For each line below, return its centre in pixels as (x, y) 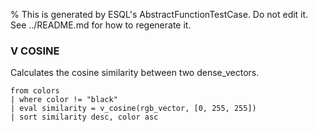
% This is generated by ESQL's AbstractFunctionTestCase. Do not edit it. (159, 14)
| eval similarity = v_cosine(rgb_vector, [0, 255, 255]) (133, 109)
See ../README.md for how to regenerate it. (101, 25)
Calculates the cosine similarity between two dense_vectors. (135, 73)
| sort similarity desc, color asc (84, 117)
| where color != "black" (64, 100)
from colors (35, 91)
